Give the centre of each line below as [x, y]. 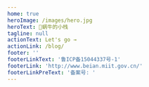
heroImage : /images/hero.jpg [50, 20]
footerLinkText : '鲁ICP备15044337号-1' [64, 60]
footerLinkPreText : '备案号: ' [52, 72]
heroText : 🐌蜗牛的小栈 [38, 27]
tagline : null [28, 33]
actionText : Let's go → [42, 40]
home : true [23, 14]
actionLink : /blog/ [36, 46]
